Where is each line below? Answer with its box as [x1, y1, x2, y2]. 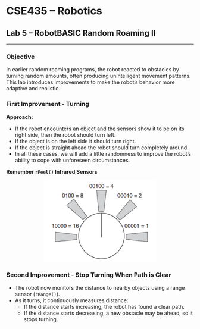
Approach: [6, 113, 33, 120]
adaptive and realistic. [6, 85, 61, 92]
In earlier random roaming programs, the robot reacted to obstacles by [6, 66, 180, 73]
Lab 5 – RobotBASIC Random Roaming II [6, 28, 156, 38]
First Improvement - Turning [6, 100, 89, 108]
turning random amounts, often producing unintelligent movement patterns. [6, 73, 192, 80]
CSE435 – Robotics [6, 4, 102, 18]
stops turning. [23, 315, 58, 322]
